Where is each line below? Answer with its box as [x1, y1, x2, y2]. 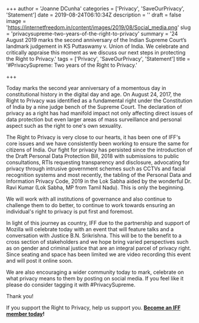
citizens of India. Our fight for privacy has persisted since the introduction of [6, 146, 192, 153]
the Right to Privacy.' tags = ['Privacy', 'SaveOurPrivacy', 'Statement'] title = [6, 56, 191, 62]
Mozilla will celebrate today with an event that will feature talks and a [6, 226, 174, 232]
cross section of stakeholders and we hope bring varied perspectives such [6, 238, 189, 245]
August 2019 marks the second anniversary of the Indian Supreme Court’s [6, 37, 187, 43]
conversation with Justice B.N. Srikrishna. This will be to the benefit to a [6, 232, 182, 239]
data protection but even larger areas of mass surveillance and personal [6, 116, 182, 123]
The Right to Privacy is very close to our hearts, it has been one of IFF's [6, 134, 181, 141]
